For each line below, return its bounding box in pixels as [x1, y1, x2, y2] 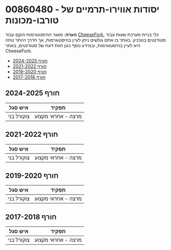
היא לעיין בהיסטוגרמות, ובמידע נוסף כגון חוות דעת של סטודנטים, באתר [5, 42, 140, 48]
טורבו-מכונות [5, 14, 59, 26]
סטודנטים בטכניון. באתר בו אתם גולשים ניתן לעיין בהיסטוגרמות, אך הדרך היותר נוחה [5, 37, 166, 43]
